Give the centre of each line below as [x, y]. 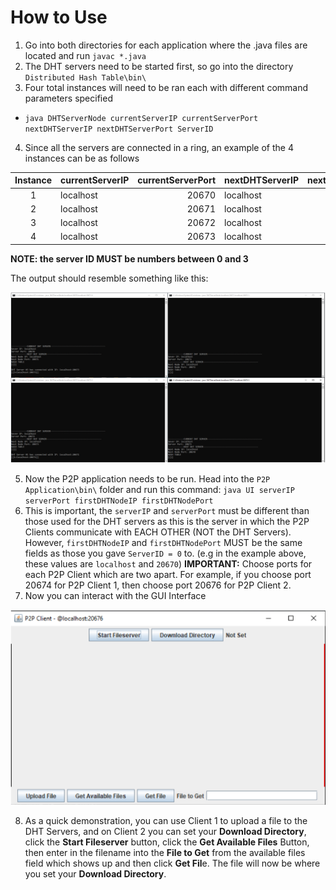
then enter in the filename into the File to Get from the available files [165, 853]
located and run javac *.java [85, 55]
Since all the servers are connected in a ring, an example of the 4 [159, 147]
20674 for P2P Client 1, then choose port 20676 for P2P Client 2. [158, 585]
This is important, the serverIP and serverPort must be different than [167, 510]
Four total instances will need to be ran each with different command [166, 87]
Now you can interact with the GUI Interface [115, 595]
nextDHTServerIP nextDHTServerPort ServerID [119, 129]
